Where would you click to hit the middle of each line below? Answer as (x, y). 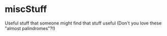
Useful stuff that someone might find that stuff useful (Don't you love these (83, 23)
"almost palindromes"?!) (30, 28)
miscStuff (26, 9)
